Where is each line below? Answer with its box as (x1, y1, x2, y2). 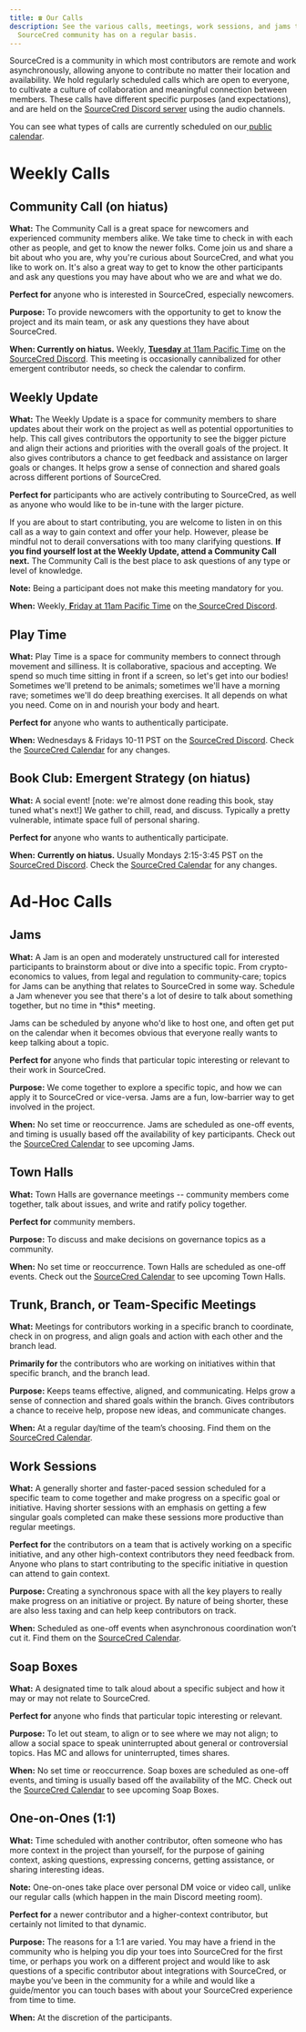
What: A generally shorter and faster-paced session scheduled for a (9, 1483, 267, 1494)
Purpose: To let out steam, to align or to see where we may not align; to (9, 1728, 279, 1740)
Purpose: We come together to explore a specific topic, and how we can (9, 1081, 282, 1093)
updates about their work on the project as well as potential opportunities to (9, 424, 294, 434)
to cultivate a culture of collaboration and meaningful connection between (9, 84, 288, 96)
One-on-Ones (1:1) (9, 1811, 117, 1826)
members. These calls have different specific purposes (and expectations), (9, 94, 291, 105)
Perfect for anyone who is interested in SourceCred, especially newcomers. (9, 289, 294, 301)
